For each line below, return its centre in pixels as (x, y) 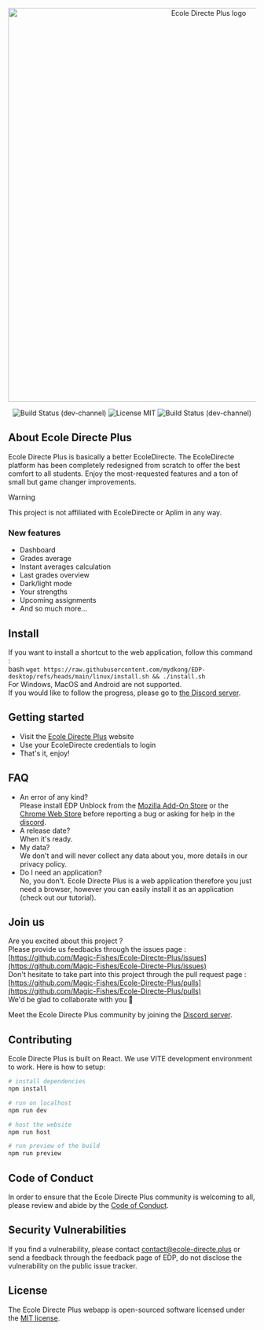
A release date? (45, 830)
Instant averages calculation (65, 567)
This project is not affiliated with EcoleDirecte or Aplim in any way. (115, 512)
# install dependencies (47, 1082)
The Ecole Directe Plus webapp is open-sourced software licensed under (126, 1310)
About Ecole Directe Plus (70, 438)
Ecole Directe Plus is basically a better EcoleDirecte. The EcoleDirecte (121, 456)
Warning (22, 497)
